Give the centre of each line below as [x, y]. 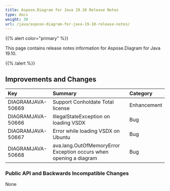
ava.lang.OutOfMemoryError [86, 146]
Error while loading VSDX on [86, 131]
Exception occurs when [80, 152]
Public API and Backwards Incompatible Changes [67, 173]
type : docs [17, 15]
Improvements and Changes [51, 79]
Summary [65, 93]
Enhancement [146, 105]
